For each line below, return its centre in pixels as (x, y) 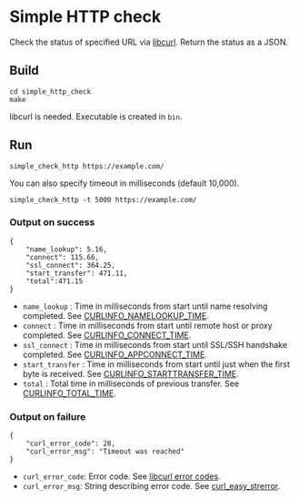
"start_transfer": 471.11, (77, 273)
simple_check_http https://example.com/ (87, 166)
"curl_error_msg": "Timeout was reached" (105, 452)
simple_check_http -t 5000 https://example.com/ (103, 199)
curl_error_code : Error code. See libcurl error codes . (121, 476)
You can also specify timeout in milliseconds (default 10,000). (125, 183)
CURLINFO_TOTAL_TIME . (69, 393)
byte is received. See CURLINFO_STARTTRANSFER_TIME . (130, 373)
